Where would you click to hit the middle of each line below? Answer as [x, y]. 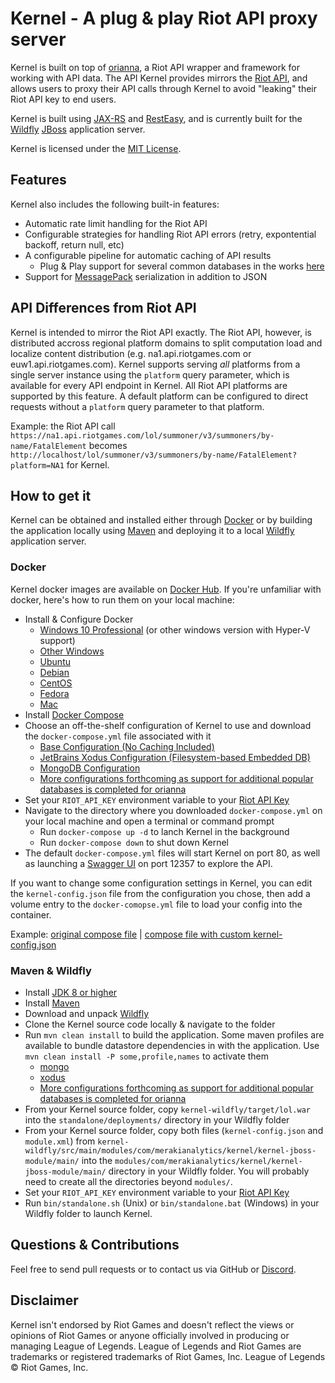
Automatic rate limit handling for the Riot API [116, 223]
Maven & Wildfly [51, 970]
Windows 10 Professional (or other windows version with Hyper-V [175, 629]
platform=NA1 [37, 465]
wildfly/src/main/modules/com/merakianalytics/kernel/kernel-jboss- [170, 1150]
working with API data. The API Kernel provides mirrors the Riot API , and [159, 78]
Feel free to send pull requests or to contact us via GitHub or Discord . [153, 1269]
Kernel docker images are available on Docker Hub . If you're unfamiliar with [166, 589]
